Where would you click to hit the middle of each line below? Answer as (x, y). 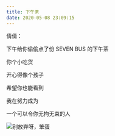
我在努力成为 (22, 101)
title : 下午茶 (23, 12)
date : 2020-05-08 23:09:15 (40, 18)
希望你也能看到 (25, 88)
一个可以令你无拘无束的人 (38, 113)
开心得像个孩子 (25, 74)
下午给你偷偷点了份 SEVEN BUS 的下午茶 (57, 49)
